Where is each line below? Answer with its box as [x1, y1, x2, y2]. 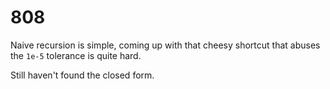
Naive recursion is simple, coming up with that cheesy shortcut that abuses [10, 39, 321, 51]
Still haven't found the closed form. [10, 69, 155, 81]
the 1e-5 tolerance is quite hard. [10, 49, 142, 61]
